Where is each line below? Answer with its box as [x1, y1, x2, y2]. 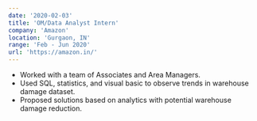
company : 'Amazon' [8, 26, 69, 34]
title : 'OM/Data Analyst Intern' [8, 19, 119, 27]
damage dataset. [19, 87, 76, 96]
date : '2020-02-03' [8, 11, 73, 20]
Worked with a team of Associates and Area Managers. [19, 70, 201, 79]
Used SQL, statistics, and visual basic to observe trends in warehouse [19, 78, 249, 88]
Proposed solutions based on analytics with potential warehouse [19, 96, 232, 104]
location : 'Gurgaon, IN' [8, 33, 91, 42]
